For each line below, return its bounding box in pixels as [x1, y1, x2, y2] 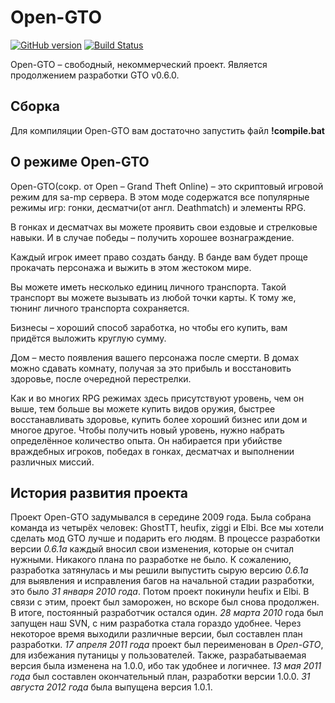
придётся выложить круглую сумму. [10, 332, 167, 344]
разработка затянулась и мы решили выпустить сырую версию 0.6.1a [10, 564, 309, 576]
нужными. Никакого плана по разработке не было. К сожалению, [10, 554, 292, 566]
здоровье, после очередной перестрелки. [10, 372, 192, 385]
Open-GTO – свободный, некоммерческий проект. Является [10, 58, 268, 70]
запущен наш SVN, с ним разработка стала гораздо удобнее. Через [10, 617, 302, 630]
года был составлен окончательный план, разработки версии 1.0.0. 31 [10, 671, 311, 683]
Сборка [10, 98, 60, 115]
